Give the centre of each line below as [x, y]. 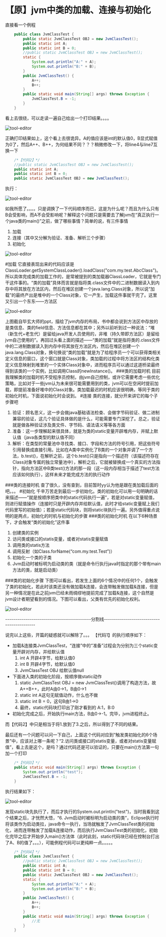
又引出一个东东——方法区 [31, 301]
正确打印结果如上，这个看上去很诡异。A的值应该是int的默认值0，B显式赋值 [81, 138]
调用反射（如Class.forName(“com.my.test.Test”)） [63, 551]
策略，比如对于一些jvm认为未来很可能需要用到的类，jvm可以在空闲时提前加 [82, 383]
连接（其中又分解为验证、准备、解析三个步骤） [60, 238]
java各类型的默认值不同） [52, 437]
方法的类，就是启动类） [36, 570]
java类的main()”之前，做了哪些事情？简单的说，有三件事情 [69, 221]
